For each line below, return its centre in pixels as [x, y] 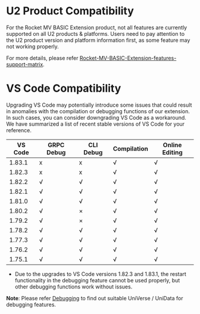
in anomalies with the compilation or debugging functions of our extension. [98, 111]
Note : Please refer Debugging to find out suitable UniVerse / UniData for [95, 298]
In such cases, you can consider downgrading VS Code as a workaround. [96, 117]
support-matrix [25, 64]
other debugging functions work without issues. [74, 287]
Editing [172, 152]
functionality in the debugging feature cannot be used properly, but [97, 280]
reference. [19, 130]
